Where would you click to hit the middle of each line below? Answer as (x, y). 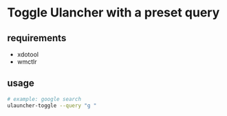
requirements (37, 38)
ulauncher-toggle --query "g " (52, 105)
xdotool (28, 54)
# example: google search (44, 99)
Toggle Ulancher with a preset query (113, 13)
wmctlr (27, 62)
